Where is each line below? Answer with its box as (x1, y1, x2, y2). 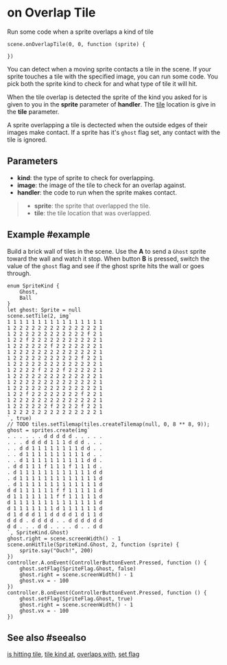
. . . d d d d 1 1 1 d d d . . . (7, 439, 103, 446)
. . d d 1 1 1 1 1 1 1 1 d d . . (7, 445, 103, 452)
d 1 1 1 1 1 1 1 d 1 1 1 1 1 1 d (7, 505, 103, 512)
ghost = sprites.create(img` (7, 426, 91, 434)
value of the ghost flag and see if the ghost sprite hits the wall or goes (7, 261, 204, 270)
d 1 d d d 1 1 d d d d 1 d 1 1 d (7, 511, 103, 518)
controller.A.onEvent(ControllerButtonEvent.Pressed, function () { (7, 559, 207, 566)
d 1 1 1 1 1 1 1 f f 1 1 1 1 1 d (7, 493, 103, 500)
